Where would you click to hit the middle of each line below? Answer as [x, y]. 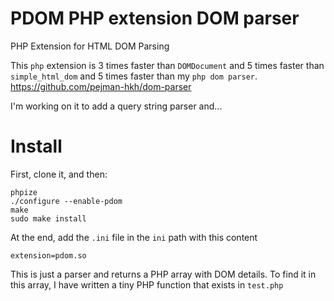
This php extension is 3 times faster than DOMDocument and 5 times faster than [167, 65]
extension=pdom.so [48, 255]
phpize [24, 192]
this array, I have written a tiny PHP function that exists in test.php [147, 284]
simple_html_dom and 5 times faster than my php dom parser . [134, 76]
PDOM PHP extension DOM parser [155, 18]
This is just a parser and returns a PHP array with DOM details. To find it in [163, 274]
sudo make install [48, 218]
